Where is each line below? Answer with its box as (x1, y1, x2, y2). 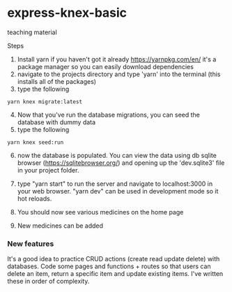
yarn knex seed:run (7, 138, 64, 146)
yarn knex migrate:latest (7, 98, 82, 105)
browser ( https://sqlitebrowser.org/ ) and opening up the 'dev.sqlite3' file (17, 159, 225, 167)
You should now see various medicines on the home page (17, 207, 184, 216)
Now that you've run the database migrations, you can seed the (17, 110, 201, 119)
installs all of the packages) (17, 77, 96, 85)
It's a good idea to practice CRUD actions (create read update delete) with (7, 255, 220, 263)
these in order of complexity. (7, 277, 90, 286)
